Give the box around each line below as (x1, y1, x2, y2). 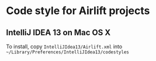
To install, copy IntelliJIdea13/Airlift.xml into (6, 43, 123, 50)
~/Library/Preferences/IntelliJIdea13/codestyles (6, 49, 130, 55)
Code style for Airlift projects (6, 4, 150, 18)
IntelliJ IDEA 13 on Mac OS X (6, 28, 111, 38)
